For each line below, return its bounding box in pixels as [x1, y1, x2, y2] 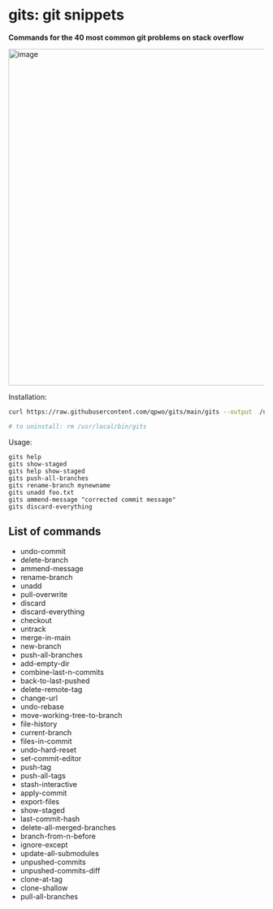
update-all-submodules [19, 848, 99, 858]
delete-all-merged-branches [19, 822, 116, 832]
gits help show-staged [8, 467, 85, 475]
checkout [19, 615, 52, 625]
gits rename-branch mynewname [8, 481, 111, 489]
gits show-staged [8, 460, 67, 468]
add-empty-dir [19, 658, 71, 668]
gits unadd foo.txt [8, 488, 75, 496]
